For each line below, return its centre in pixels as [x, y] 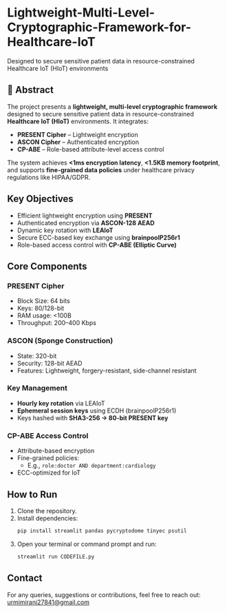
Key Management [37, 388]
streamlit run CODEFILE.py [56, 557]
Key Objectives [40, 199]
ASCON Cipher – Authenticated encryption [78, 142]
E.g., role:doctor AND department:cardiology [91, 466]
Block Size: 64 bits [43, 301]
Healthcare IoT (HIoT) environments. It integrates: [78, 121]
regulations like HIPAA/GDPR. [49, 177]
